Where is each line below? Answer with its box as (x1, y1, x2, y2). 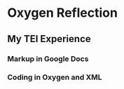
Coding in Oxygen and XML (7, 72, 102, 82)
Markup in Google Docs (7, 54, 89, 64)
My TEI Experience (7, 33, 91, 45)
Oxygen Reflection (7, 5, 118, 21)
